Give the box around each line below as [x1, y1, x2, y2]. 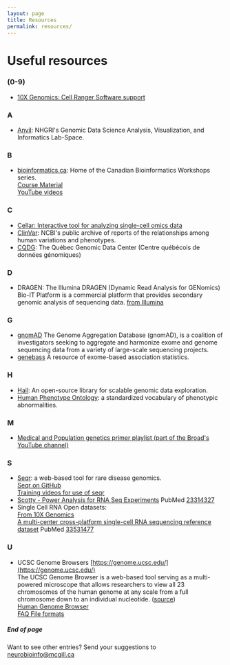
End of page [7, 626, 43, 634]
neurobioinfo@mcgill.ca [7, 650, 74, 658]
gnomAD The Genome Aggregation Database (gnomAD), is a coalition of [17, 331, 223, 339]
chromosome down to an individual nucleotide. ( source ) [17, 595, 176, 603]
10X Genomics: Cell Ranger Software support [17, 93, 146, 101]
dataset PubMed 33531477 [17, 526, 94, 534]
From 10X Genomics [17, 510, 74, 519]
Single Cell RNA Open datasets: [17, 503, 107, 512]
